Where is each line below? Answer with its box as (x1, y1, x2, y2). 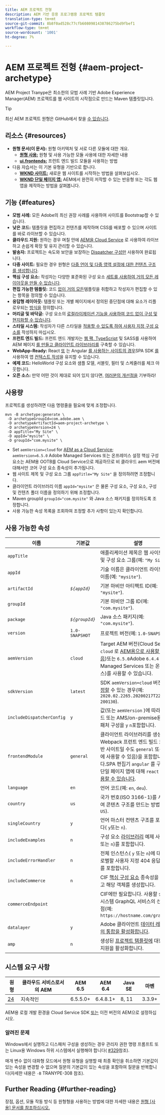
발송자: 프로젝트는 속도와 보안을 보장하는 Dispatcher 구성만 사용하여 (12, 249, 143, 255)
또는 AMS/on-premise (106, 714, 157, 721)
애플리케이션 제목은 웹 (100, 549, 148, 556)
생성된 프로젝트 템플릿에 (100, 938, 153, 944)
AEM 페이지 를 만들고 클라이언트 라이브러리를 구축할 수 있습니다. (12, 342, 136, 348)
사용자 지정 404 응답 (115, 857, 161, 864)
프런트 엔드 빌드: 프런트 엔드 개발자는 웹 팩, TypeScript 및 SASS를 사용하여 (12, 336, 157, 342)
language (7, 785, 28, 791)
